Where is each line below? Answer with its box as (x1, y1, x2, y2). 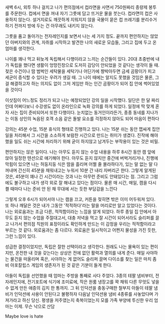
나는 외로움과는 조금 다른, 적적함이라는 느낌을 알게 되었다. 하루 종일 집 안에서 (5, 209, 152, 214)
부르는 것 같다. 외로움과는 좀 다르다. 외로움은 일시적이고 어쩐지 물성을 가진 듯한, (5, 227, 157, 233)
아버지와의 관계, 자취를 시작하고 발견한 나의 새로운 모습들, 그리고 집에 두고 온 (10, 39, 157, 45)
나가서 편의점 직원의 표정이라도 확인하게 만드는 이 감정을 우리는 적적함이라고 (10, 221, 156, 227)
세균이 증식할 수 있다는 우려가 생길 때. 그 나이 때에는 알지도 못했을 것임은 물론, (5, 74, 154, 80)
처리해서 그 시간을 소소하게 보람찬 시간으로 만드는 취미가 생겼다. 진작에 (14, 132, 149, 138)
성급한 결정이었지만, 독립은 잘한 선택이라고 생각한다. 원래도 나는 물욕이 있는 (5, 244, 149, 250)
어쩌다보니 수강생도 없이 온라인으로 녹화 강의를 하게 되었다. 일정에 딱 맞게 (14, 103, 155, 109)
